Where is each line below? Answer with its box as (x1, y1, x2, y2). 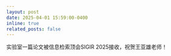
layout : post (6, 9, 39, 15)
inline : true (6, 20, 39, 26)
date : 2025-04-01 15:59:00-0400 (6, 15, 88, 21)
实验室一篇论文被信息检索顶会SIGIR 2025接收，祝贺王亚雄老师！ (6, 43, 168, 51)
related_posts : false (6, 26, 61, 32)
